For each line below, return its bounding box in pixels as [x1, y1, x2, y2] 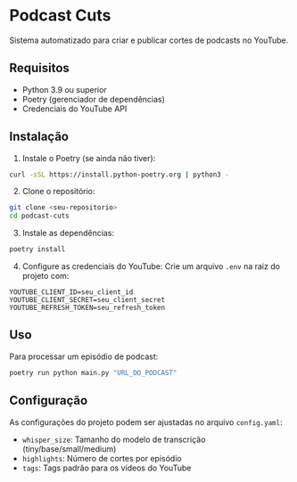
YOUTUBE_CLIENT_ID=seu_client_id [9, 288, 134, 297]
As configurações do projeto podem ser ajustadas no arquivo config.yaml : [9, 416, 283, 428]
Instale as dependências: [21, 228, 114, 239]
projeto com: [21, 271, 70, 282]
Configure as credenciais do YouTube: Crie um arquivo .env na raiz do [21, 261, 281, 272]
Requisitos [9, 61, 70, 76]
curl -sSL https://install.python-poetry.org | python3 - [9, 170, 229, 179]
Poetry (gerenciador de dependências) [21, 94, 165, 104]
